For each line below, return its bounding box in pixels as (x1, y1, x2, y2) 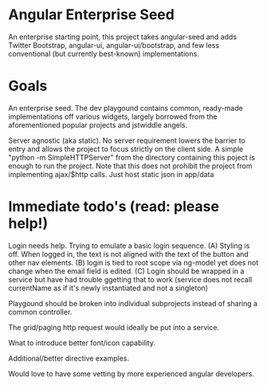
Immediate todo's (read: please (8, 198, 219, 216)
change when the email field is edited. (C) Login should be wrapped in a (8, 266, 245, 276)
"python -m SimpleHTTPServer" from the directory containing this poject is (8, 152, 255, 162)
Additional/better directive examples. (8, 353, 130, 363)
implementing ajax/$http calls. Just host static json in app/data (8, 169, 214, 179)
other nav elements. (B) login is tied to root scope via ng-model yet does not (8, 258, 259, 267)
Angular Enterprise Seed (8, 6, 175, 24)
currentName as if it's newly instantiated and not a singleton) (8, 283, 209, 293)
